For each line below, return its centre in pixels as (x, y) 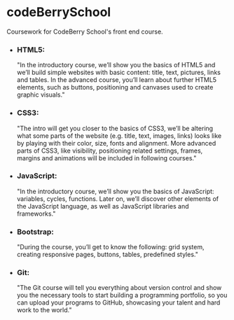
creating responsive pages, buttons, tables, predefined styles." (108, 255)
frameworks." (36, 214)
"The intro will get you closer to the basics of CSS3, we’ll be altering (115, 128)
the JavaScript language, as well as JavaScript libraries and (103, 206)
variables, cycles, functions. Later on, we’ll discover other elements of (117, 199)
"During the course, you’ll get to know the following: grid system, (110, 247)
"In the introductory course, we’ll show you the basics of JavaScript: (115, 191)
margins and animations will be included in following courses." (106, 158)
